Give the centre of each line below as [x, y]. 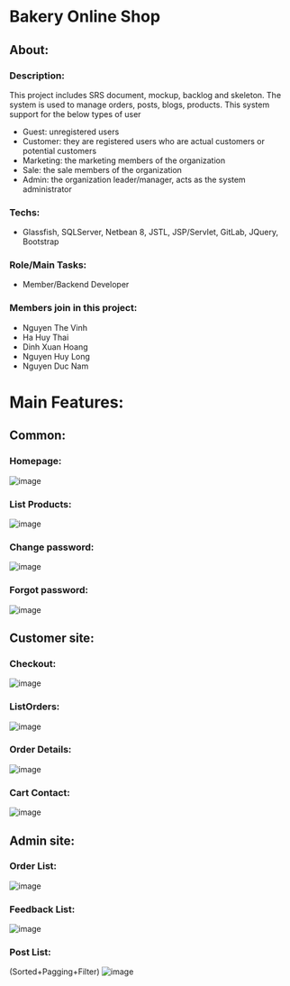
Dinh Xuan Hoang [55, 347]
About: [29, 50]
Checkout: [33, 663]
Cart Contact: [40, 792]
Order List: [33, 866]
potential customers [59, 151]
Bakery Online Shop [85, 17]
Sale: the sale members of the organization [102, 169]
